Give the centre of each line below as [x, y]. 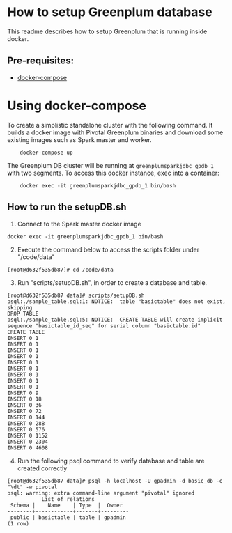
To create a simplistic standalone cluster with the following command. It [110, 125]
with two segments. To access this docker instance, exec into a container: [113, 173]
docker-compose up [46, 153]
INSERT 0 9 [23, 393]
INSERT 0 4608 [28, 448]
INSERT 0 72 [24, 411]
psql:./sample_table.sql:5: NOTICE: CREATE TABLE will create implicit [115, 320]
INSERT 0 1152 [28, 435]
